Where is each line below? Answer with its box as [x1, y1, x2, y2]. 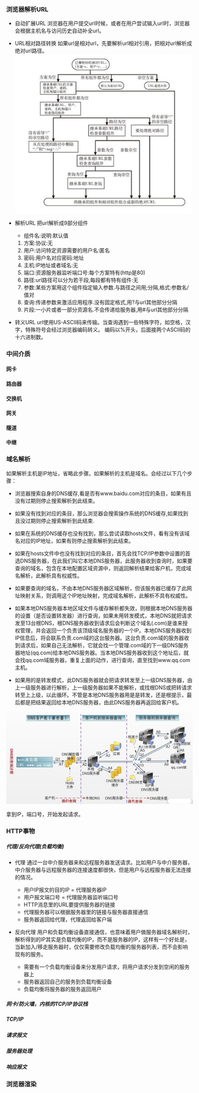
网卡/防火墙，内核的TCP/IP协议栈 [6, 1000, 88, 1007]
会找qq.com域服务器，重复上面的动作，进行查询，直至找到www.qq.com [14, 656, 191, 663]
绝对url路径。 [14, 47, 47, 55]
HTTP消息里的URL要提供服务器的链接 [23, 901, 115, 908]
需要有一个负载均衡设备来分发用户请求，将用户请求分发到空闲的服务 [23, 963, 190, 970]
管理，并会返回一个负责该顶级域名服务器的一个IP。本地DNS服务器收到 [20, 627, 192, 634]
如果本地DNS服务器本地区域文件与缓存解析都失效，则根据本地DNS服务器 [14, 605, 193, 612]
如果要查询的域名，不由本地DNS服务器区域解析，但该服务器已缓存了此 [14, 584, 187, 592]
